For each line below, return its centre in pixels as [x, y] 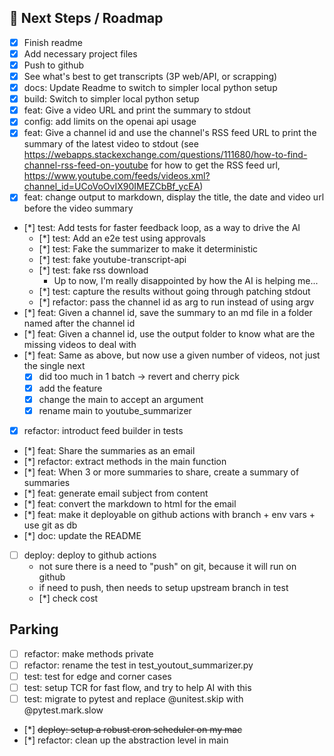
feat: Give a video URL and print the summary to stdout [137, 110]
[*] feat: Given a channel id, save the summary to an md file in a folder [168, 313]
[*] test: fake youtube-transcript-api [112, 260]
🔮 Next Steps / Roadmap [86, 18]
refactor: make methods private [88, 653]
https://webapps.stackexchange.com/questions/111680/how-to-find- [165, 155]
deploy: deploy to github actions [90, 555]
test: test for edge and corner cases [97, 676]
